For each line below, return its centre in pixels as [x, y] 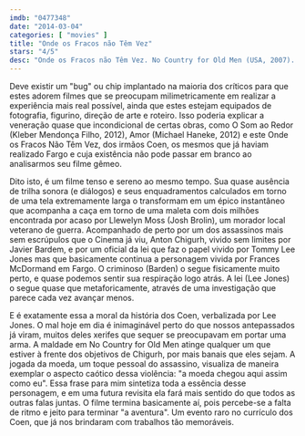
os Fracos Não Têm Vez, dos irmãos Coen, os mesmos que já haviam [139, 144]
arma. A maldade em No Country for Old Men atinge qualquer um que [140, 344]
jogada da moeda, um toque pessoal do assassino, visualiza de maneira [144, 364]
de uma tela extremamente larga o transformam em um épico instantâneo [147, 201]
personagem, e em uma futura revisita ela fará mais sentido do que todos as [152, 393]
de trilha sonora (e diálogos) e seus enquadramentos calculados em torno [148, 191]
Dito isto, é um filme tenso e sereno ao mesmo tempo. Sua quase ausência [149, 182]
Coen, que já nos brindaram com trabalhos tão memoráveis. [122, 422]
